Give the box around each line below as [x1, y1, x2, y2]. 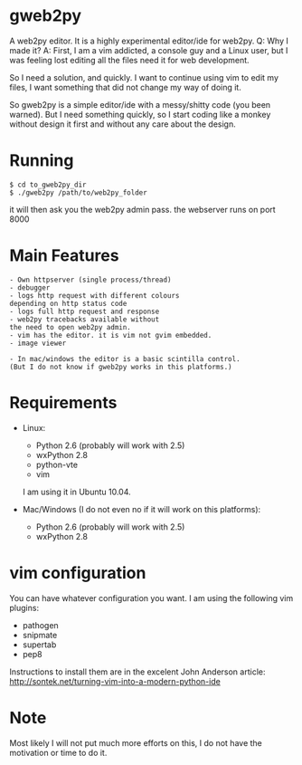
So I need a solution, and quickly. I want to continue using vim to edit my [9, 72, 278, 82]
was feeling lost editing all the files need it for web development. [9, 54, 250, 65]
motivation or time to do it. [9, 747, 108, 758]
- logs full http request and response [9, 307, 160, 316]
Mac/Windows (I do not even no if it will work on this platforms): [22, 503, 261, 514]
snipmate [22, 629, 58, 640]
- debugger [9, 282, 51, 292]
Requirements [9, 393, 118, 413]
